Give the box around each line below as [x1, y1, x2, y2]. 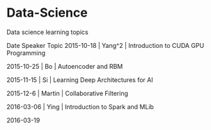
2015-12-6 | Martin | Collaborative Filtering [6, 89, 129, 97]
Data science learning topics [6, 28, 88, 36]
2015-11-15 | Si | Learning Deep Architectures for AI [6, 75, 154, 84]
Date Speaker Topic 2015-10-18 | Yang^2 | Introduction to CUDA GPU [6, 41, 205, 49]
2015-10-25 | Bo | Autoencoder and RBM [6, 62, 123, 70]
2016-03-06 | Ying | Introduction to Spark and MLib [6, 102, 155, 111]
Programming [6, 49, 46, 57]
